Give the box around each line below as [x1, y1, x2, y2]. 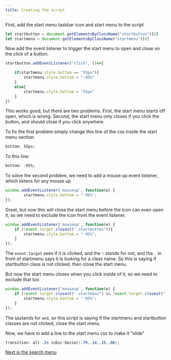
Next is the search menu [5, 349, 57, 355]
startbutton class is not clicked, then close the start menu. [5, 261, 128, 267]
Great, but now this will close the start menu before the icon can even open [5, 206, 164, 213]
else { [14, 84, 27, 90]
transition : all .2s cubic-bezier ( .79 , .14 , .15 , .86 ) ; [5, 340, 120, 345]
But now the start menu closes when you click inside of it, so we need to [5, 271, 158, 277]
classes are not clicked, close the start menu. [5, 320, 101, 326]
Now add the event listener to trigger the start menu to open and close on [5, 46, 160, 52]
